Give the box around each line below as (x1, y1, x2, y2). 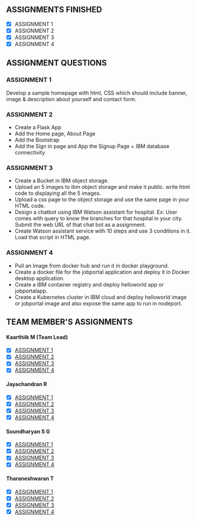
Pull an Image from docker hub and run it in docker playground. (14, 262, 169, 269)
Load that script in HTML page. (14, 234, 91, 241)
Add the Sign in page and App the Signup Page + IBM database (14, 143, 170, 150)
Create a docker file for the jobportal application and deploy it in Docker (14, 268, 190, 275)
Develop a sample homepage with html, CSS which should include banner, (6, 89, 188, 97)
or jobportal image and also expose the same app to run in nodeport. (14, 300, 182, 307)
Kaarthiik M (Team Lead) (6, 333, 68, 340)
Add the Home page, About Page (14, 130, 96, 137)
